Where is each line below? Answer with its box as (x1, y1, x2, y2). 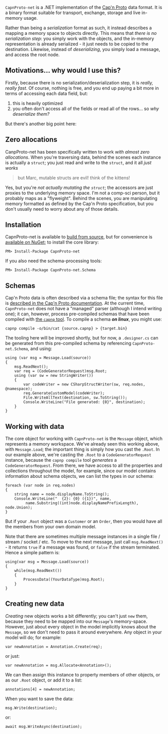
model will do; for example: (5, 634, 62, 641)
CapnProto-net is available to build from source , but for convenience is (5, 234, 153, 240)
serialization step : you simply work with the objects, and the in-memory (5, 35, 154, 41)
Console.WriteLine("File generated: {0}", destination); (23, 400, 145, 405)
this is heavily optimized (12, 100, 63, 106)
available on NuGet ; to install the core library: (5, 239, 99, 246)
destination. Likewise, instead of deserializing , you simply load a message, (5, 46, 160, 52)
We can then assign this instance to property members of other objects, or (5, 671, 160, 677)
